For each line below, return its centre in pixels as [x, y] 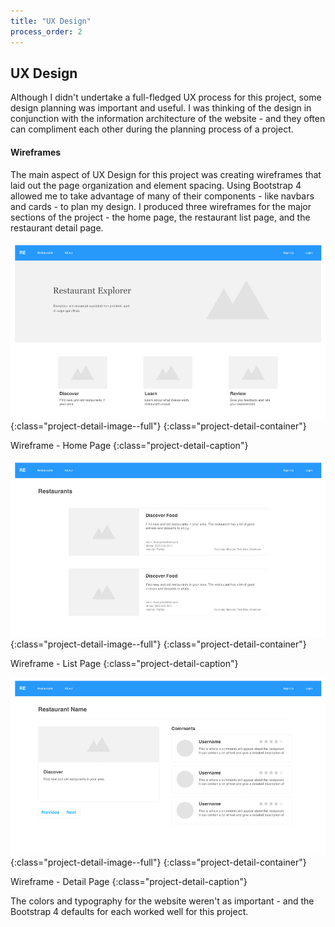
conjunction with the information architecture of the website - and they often [168, 119]
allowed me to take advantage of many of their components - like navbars [162, 196]
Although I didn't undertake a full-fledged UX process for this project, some [166, 97]
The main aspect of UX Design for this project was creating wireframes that [166, 174]
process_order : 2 [46, 31]
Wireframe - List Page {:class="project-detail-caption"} [124, 664]
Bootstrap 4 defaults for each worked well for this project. [129, 911]
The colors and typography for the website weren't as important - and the [162, 901]
